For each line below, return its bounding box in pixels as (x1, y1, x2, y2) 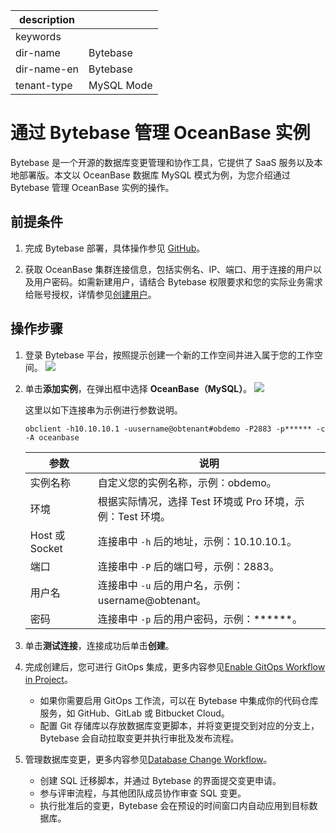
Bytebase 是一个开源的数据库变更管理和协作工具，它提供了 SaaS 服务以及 (10, 156, 315, 168)
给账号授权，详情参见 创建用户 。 (24, 288, 157, 300)
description (19, 13, 75, 26)
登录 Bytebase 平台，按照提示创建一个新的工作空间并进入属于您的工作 (24, 349, 315, 361)
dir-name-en (15, 62, 80, 76)
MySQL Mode (88, 79, 153, 92)
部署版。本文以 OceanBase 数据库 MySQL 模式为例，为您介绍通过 (18, 169, 291, 181)
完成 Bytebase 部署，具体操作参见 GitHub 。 (24, 242, 206, 254)
